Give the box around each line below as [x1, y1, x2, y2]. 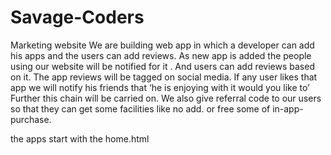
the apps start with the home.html [10, 132, 150, 145]
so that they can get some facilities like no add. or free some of [10, 102, 271, 115]
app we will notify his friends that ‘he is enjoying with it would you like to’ [10, 81, 310, 93]
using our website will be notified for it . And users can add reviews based [10, 60, 315, 72]
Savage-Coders [10, 6, 145, 29]
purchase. [10, 113, 52, 125]
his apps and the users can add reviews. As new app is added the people [10, 49, 312, 61]
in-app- [272, 102, 304, 115]
